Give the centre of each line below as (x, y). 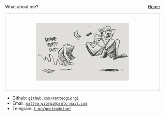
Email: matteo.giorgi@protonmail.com (50, 103)
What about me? (22, 7)
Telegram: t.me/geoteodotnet (42, 109)
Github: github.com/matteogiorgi (45, 98)
